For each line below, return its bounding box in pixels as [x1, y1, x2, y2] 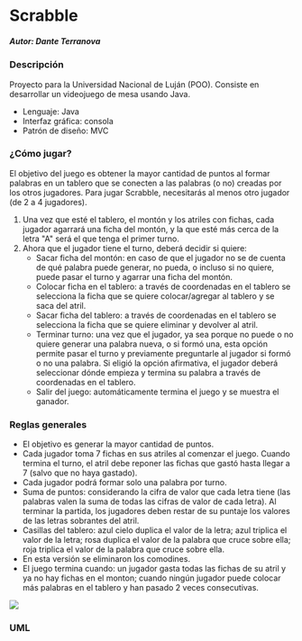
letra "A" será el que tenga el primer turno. [22, 233, 180, 244]
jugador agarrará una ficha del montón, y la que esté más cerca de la [22, 223, 279, 234]
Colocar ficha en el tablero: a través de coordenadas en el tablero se [35, 281, 291, 292]
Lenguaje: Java [22, 105, 79, 117]
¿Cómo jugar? [9, 148, 72, 160]
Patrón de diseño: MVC [22, 125, 109, 136]
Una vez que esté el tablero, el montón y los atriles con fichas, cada [22, 213, 275, 225]
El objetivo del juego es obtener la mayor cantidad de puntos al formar [9, 167, 270, 178]
